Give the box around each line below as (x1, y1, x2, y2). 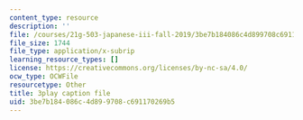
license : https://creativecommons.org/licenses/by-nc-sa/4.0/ (9, 64, 248, 73)
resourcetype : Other (9, 80, 87, 89)
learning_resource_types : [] (9, 55, 119, 64)
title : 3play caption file (9, 88, 111, 97)
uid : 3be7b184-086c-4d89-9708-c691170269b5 (9, 97, 176, 106)
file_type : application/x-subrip (9, 47, 135, 56)
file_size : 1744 (9, 38, 70, 48)
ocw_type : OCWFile (9, 72, 78, 81)
